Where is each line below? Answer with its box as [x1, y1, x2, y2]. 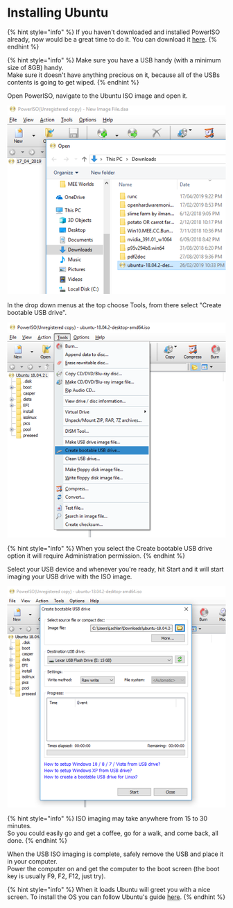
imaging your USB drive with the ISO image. [7, 572, 132, 581]
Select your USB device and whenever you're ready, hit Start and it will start [7, 565, 224, 574]
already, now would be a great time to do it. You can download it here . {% [7, 35, 217, 43]
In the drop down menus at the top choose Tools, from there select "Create [7, 300, 222, 309]
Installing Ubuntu [7, 5, 109, 21]
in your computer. [7, 857, 58, 865]
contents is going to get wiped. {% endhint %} [7, 78, 140, 86]
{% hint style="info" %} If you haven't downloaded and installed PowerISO [7, 28, 221, 36]
